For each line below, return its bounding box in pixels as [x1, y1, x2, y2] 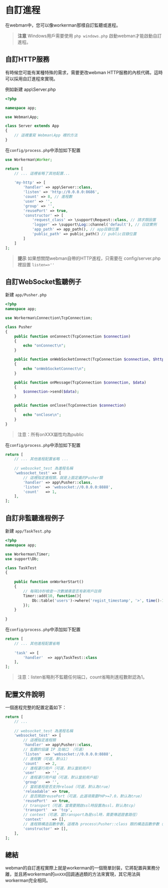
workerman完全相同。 [5, 877, 51, 883]
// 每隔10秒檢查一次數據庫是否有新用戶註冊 [23, 589, 101, 594]
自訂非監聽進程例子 [5, 513, 64, 522]
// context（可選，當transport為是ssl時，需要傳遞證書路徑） [23, 812, 139, 817]
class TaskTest [5, 565, 37, 571]
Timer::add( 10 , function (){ [23, 593, 81, 598]
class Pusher [5, 324, 32, 329]
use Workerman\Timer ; [5, 552, 50, 557]
